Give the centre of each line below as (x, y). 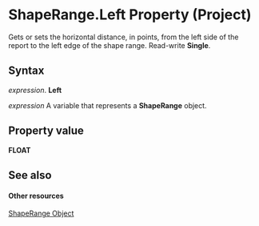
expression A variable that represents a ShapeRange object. (108, 105)
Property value (46, 131)
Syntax (26, 71)
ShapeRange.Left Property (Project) (130, 15)
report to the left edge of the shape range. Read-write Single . (110, 45)
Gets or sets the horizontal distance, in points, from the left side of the (124, 37)
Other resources (36, 196)
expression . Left (35, 90)
